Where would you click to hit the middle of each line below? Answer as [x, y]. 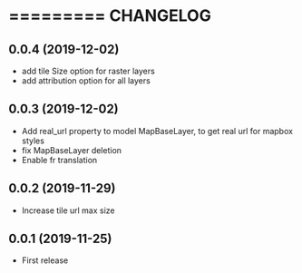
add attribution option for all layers [86, 81]
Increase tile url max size [68, 210]
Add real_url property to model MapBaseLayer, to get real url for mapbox [157, 131]
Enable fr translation [59, 160]
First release [45, 260]
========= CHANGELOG [110, 16]
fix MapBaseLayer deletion [72, 150]
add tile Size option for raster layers [88, 71]
